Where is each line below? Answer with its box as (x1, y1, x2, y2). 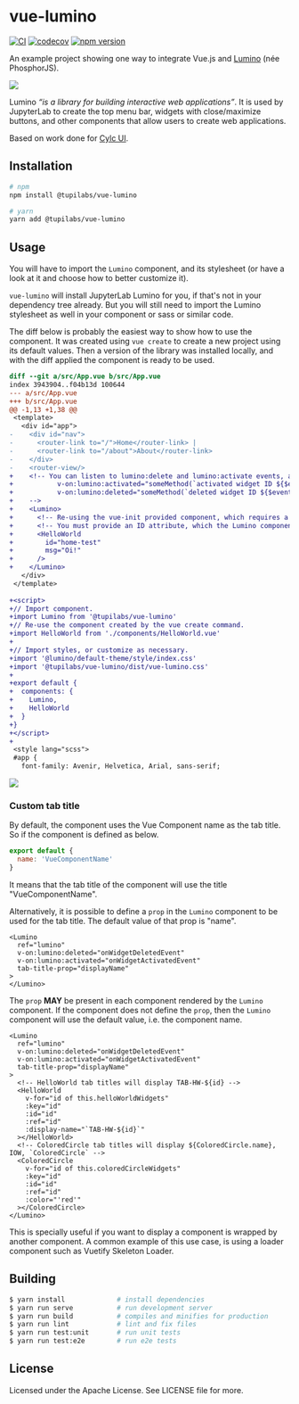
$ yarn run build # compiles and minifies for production (9, 1311, 269, 1321)
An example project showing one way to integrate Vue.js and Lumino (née (9, 53, 280, 63)
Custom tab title (9, 799, 80, 812)
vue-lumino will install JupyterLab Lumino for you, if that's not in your (9, 290, 263, 301)
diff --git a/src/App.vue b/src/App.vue (9, 372, 162, 381)
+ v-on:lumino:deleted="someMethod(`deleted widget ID (9, 488, 256, 497)
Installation (9, 159, 73, 174)
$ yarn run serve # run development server (9, 1303, 214, 1312)
